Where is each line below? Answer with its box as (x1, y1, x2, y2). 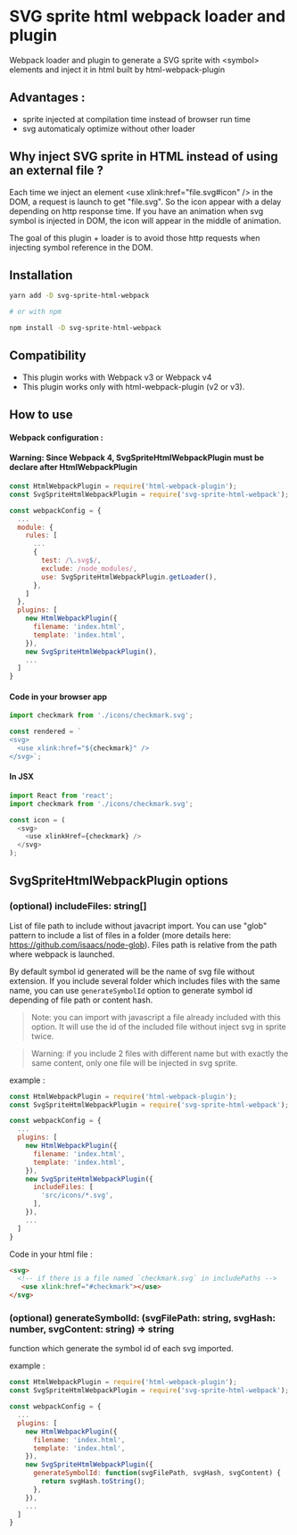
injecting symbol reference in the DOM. (9, 242, 153, 252)
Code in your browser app (9, 691, 108, 702)
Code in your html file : (9, 1249, 93, 1259)
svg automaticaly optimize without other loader (21, 123, 196, 134)
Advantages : (9, 90, 86, 105)
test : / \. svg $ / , (41, 556, 102, 565)
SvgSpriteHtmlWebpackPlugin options (9, 873, 229, 888)
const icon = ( (9, 815, 66, 824)
